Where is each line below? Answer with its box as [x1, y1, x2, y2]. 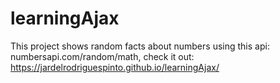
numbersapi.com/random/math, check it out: [10, 50, 195, 62]
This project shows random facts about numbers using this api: [10, 40, 270, 52]
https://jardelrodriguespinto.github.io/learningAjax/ [10, 61, 220, 73]
